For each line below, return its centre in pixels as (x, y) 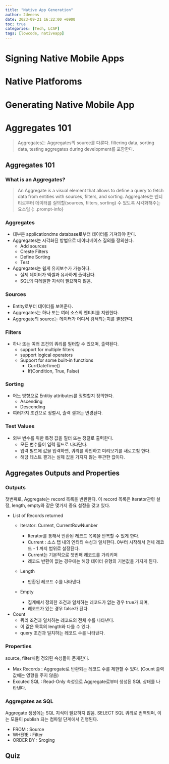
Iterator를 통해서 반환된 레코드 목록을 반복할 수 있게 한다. (83, 536)
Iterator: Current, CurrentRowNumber (59, 525)
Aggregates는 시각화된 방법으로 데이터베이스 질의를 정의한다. (73, 240)
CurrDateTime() (44, 366)
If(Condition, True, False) (53, 371)
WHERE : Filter (27, 735)
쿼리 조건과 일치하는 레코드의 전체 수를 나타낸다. (67, 620)
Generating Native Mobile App (70, 105)
